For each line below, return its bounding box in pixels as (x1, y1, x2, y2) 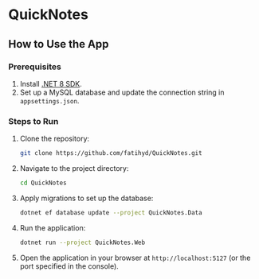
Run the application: (19, 223, 86, 232)
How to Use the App (8, 37, 109, 51)
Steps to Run (8, 115, 59, 126)
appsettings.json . (19, 95, 80, 105)
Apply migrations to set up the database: (19, 193, 154, 203)
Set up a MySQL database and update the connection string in (19, 87, 225, 97)
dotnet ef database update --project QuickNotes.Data (19, 208, 202, 216)
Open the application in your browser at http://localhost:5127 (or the (19, 253, 251, 262)
